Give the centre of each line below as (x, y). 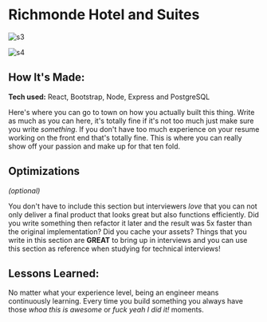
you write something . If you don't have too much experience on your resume (134, 129)
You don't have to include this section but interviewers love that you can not (133, 206)
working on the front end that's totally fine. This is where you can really (125, 137)
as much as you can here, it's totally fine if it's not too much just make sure (131, 121)
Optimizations (44, 171)
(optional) (24, 190)
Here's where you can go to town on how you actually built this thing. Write (132, 112)
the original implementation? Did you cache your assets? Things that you (128, 231)
